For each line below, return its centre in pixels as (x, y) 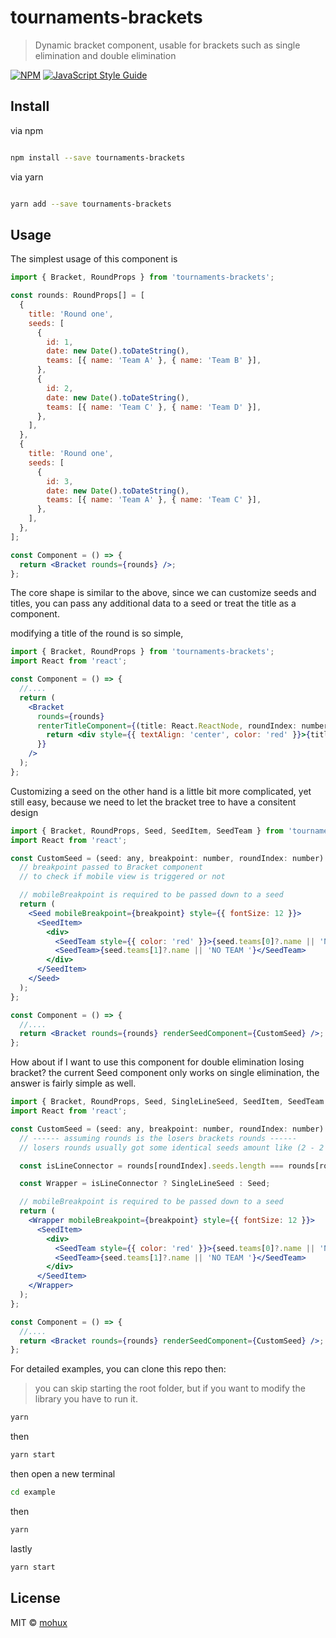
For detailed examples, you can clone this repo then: (118, 1369)
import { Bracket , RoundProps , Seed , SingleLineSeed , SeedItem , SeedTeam (167, 1102)
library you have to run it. (86, 1399)
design (24, 812)
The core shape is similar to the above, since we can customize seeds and (163, 593)
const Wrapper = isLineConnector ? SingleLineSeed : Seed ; (145, 1184)
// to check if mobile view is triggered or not (122, 877)
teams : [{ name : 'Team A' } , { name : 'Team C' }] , (154, 500)
